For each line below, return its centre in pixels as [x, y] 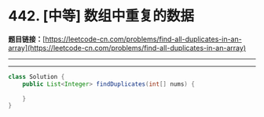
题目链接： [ [27, 39]
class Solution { [37, 76]
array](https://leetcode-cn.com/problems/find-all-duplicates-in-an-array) [127, 48]
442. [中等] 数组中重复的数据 [101, 16]
